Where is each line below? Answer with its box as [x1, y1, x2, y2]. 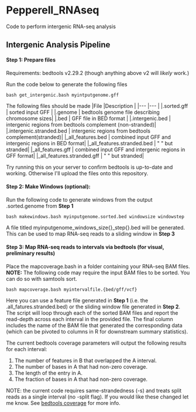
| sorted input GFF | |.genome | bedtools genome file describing [6, 108, 160, 115]
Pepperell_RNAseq [6, 4, 99, 17]
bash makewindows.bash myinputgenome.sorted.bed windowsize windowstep [6, 213, 184, 220]
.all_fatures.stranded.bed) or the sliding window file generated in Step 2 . [6, 303, 180, 310]
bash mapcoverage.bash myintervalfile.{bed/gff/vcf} [6, 287, 137, 292]
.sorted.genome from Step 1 [6, 202, 74, 209]
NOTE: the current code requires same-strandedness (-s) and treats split [6, 387, 182, 394]
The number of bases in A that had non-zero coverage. [14, 363, 148, 370]
